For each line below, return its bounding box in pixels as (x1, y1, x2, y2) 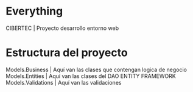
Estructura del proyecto (5, 46, 128, 60)
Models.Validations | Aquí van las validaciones (5, 79, 122, 86)
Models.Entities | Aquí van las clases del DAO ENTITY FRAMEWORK (5, 72, 176, 80)
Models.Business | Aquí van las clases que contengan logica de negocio (5, 66, 187, 73)
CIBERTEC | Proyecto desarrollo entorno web (5, 24, 119, 32)
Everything (5, 4, 63, 18)
